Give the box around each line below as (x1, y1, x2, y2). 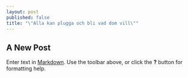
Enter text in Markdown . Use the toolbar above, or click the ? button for (6, 59, 183, 66)
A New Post (6, 42, 51, 53)
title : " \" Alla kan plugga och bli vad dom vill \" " (6, 20, 139, 26)
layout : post (6, 8, 39, 15)
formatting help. (6, 65, 46, 73)
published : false (6, 15, 50, 21)
